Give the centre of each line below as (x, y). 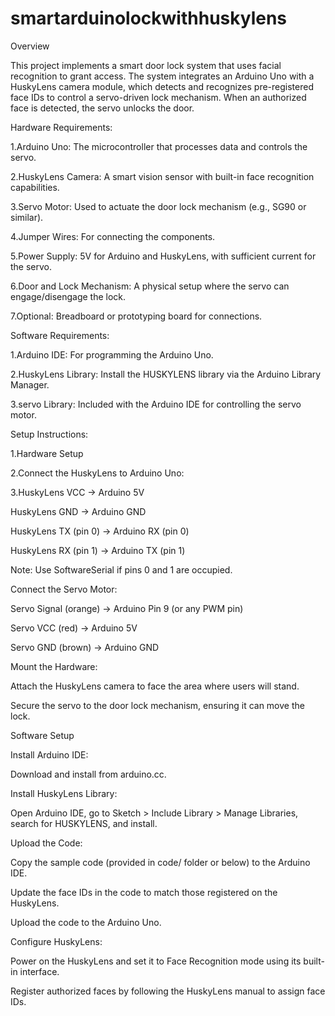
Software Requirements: (60, 335)
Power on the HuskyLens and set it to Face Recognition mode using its (156, 961)
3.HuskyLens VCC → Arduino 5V (77, 492)
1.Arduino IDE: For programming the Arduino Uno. (112, 354)
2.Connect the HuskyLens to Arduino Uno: (97, 473)
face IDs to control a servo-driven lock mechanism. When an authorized (158, 97)
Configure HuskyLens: (56, 941)
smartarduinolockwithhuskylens (149, 18)
